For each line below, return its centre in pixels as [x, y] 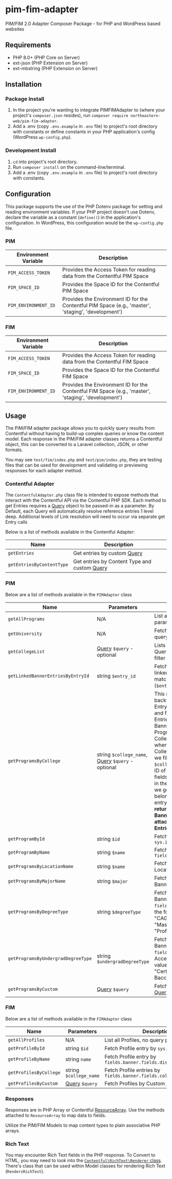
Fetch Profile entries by [132, 1070]
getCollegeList [26, 651]
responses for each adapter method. [44, 470]
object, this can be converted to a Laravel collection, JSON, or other [77, 444]
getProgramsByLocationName [41, 866]
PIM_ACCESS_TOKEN [29, 273]
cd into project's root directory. [45, 162]
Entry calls [16, 522]
